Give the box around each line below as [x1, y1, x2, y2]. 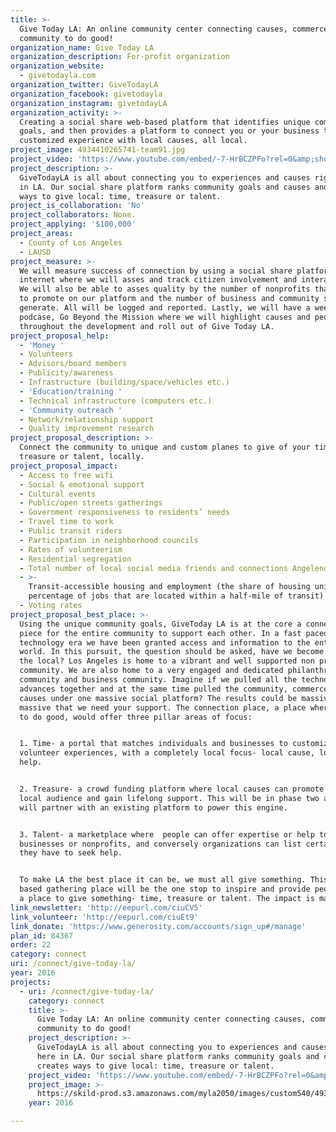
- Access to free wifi [19, 470, 114, 480]
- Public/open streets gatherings [19, 498, 163, 508]
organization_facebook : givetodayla [10, 89, 163, 99]
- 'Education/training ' [19, 386, 123, 396]
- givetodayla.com [19, 71, 97, 81]
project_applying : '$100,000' [10, 219, 137, 230]
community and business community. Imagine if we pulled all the [19, 675, 298, 685]
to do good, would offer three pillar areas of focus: [19, 712, 253, 722]
